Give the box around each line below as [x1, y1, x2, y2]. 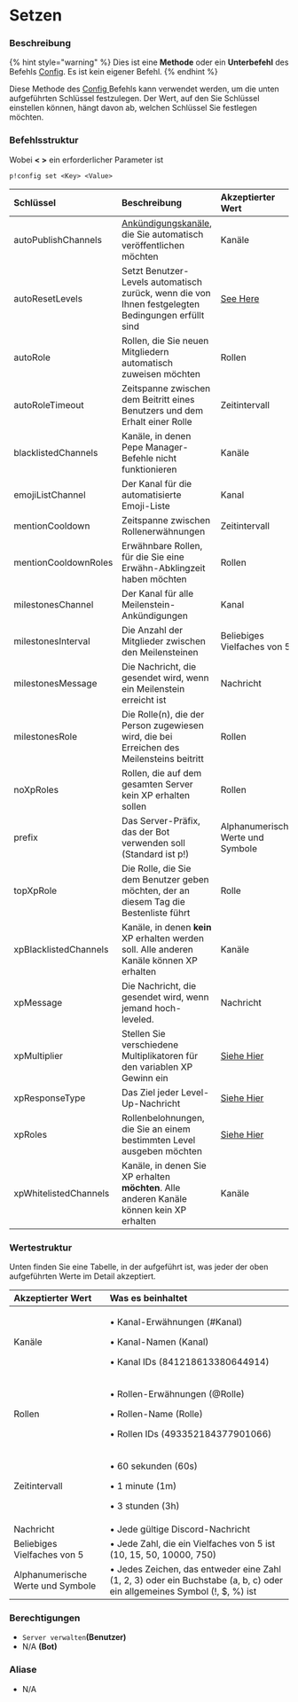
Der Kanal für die [121, 477, 192, 490]
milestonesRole [13, 730, 78, 742]
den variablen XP [121, 1061, 193, 1073]
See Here [220, 292, 260, 304]
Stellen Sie [121, 1027, 166, 1039]
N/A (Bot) [21, 1642, 58, 1652]
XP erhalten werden [121, 932, 204, 945]
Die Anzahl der [121, 624, 184, 636]
